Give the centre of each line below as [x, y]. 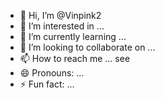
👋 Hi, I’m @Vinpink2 [60, 15]
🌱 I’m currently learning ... [73, 36]
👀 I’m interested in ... [62, 26]
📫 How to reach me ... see [75, 58]
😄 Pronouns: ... [52, 73]
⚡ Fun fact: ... [47, 84]
